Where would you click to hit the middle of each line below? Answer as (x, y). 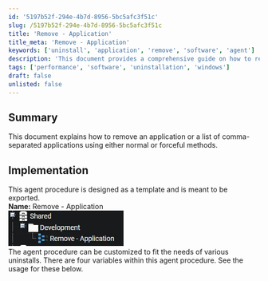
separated (25, 145)
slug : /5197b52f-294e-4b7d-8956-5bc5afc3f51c (85, 25)
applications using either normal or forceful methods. (130, 145)
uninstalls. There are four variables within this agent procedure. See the (126, 260)
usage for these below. (46, 269)
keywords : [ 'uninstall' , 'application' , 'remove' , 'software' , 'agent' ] (132, 51)
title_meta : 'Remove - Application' (69, 42)
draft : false (30, 76)
